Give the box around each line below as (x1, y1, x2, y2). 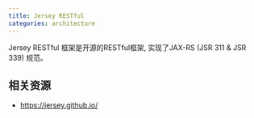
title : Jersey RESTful (8, 11, 85, 20)
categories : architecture (8, 19, 95, 27)
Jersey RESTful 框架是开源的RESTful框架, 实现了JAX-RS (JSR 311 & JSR (8, 42, 247, 53)
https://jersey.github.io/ (19, 100, 98, 110)
